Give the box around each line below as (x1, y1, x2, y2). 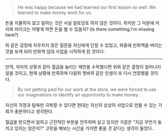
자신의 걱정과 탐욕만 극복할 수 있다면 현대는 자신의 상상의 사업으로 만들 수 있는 (5, 102, 157, 108)
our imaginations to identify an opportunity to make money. (17, 92, 139, 97)
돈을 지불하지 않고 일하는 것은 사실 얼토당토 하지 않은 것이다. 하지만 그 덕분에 (5, 20, 154, 26)
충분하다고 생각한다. (14, 108, 53, 114)
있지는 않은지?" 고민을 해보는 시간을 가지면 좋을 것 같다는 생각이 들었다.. (14, 125, 155, 131)
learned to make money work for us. (17, 10, 92, 16)
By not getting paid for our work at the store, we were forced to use (17, 86, 156, 92)
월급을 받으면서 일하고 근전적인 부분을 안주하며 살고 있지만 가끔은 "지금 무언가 (5, 119, 156, 125)
